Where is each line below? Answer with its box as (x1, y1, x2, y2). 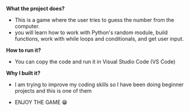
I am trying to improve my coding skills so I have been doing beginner (14, 81, 184, 88)
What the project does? (6, 5, 65, 12)
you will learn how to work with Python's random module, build (14, 29, 168, 36)
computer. (14, 23, 40, 30)
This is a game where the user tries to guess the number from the (14, 17, 175, 23)
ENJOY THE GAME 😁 (14, 99, 68, 106)
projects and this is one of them (14, 87, 92, 94)
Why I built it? (6, 70, 41, 76)
